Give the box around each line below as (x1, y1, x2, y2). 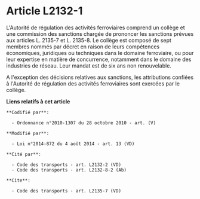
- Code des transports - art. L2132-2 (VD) (11, 161, 121, 168)
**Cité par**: (6, 151, 42, 157)
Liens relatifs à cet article (6, 97, 70, 105)
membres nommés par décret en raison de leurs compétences (6, 43, 160, 50)
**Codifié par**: (6, 109, 50, 115)
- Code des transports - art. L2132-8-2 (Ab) (11, 167, 127, 173)
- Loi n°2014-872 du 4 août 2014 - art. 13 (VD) (11, 140, 135, 147)
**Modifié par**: (6, 130, 50, 136)
